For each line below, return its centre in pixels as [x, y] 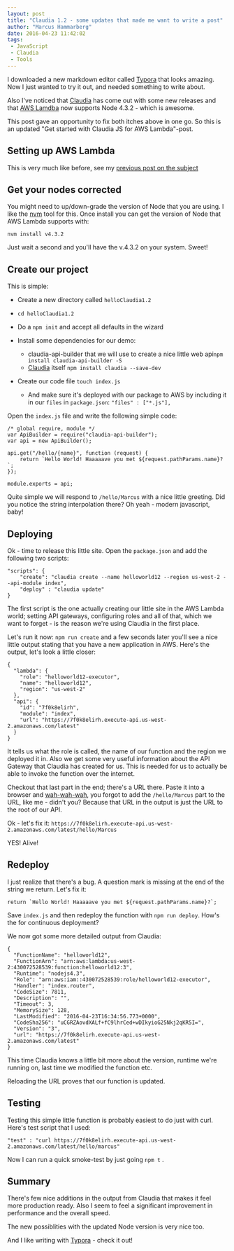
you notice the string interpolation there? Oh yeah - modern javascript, [109, 505]
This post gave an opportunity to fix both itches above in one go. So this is [114, 121]
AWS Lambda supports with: [48, 221]
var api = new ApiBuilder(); [50, 441]
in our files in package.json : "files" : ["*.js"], [99, 402]
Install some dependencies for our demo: [76, 341]
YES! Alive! [23, 843]
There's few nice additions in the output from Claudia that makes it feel [109, 1198]
